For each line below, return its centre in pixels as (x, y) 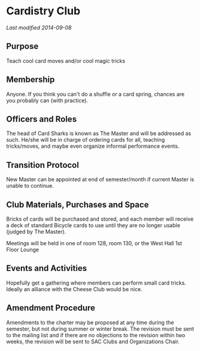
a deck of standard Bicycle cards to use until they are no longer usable (93, 225)
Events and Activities (47, 268)
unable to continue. (30, 186)
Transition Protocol (43, 165)
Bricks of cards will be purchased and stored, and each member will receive (100, 219)
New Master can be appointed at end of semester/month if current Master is (100, 179)
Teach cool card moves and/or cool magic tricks (66, 60)
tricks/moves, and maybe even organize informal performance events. (93, 146)
